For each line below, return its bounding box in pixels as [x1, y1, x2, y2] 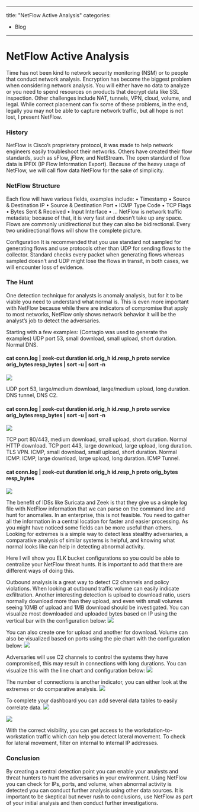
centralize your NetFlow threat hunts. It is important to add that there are [6, 561, 183, 568]
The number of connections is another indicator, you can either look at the [6, 678, 188, 686]
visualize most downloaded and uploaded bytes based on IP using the [6, 610, 177, 617]
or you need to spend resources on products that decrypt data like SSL [6, 88, 179, 95]
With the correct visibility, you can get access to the [6, 727, 133, 734]
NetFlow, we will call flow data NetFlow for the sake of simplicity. [6, 167, 165, 174]
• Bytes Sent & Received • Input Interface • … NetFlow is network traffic [6, 208, 182, 215]
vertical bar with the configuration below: [6, 617, 107, 624]
